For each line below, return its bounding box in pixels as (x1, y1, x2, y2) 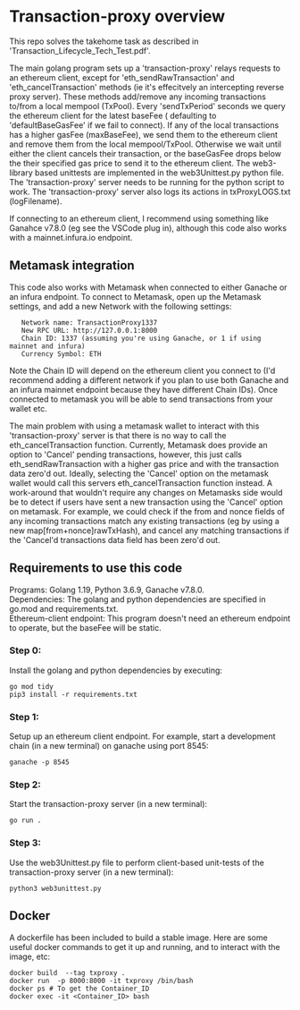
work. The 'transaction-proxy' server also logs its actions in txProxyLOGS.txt (9, 186, 291, 197)
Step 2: (9, 778, 42, 791)
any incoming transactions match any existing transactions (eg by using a (9, 515, 279, 526)
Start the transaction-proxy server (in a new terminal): (9, 799, 208, 810)
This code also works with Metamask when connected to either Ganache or (9, 282, 287, 293)
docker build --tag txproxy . (9, 968, 126, 977)
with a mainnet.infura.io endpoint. (9, 232, 133, 242)
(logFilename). (9, 195, 62, 207)
